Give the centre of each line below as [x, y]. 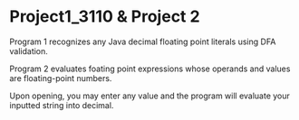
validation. [29, 51]
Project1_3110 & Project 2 [105, 17]
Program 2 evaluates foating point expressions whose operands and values [150, 69]
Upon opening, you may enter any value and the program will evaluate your [149, 96]
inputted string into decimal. [62, 105]
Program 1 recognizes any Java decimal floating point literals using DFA [143, 42]
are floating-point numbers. [61, 78]
